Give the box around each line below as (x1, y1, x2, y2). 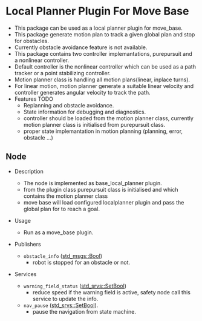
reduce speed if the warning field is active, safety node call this (32, 288, 191, 296)
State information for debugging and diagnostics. (23, 108, 146, 115)
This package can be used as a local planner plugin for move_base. (14, 24, 183, 32)
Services (14, 270, 37, 277)
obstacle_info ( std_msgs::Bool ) (23, 252, 103, 259)
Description (14, 167, 44, 175)
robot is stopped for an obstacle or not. (32, 258, 131, 266)
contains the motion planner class (23, 192, 108, 200)
